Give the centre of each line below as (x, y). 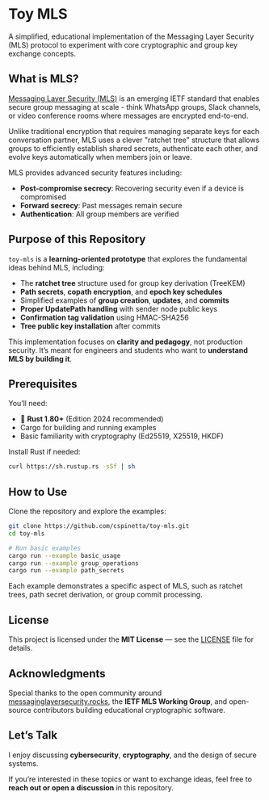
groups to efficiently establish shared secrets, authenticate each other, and (133, 148)
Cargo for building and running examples (88, 428)
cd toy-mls (27, 534)
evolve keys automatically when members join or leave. (100, 157)
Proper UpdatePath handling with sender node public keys (119, 308)
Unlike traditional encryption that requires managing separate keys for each (134, 131)
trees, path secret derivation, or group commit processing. (106, 595)
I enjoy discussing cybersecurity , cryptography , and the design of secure (132, 755)
